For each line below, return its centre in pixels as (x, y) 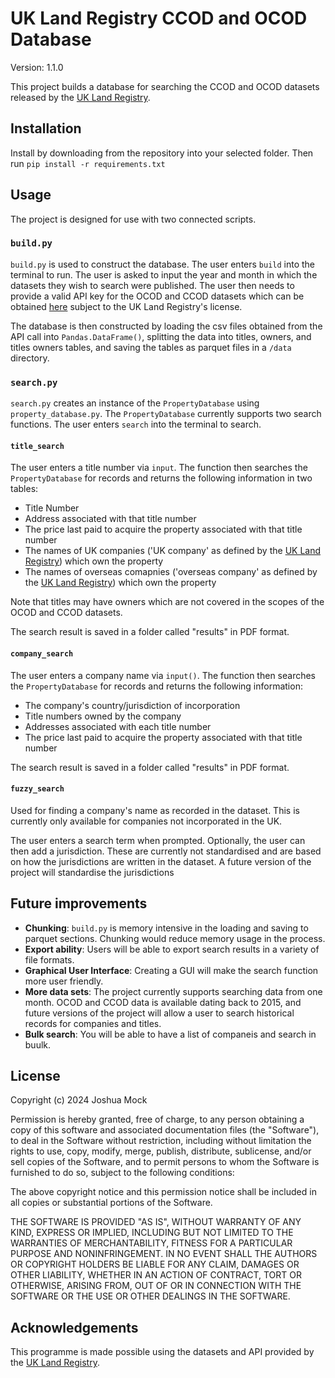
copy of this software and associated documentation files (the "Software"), (165, 1130)
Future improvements (79, 903)
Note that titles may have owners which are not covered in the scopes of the (167, 602)
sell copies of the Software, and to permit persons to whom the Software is (165, 1162)
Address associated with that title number (110, 519)
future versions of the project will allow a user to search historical (159, 1013)
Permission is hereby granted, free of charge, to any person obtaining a (157, 1119)
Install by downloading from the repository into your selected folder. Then (162, 153)
